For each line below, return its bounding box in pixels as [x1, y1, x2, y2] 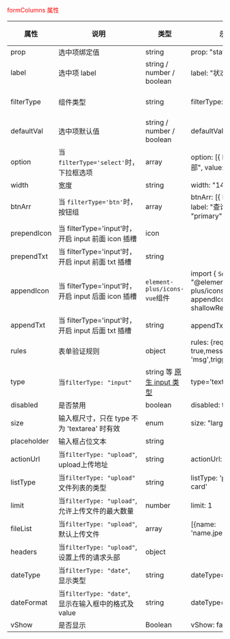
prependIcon [10, 229, 52, 238]
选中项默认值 [57, 126, 100, 136]
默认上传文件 [57, 530, 100, 539]
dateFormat [10, 598, 48, 607]
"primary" [190, 212, 222, 221]
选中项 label [57, 68, 97, 78]
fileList [10, 524, 32, 533]
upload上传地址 [57, 460, 108, 469]
